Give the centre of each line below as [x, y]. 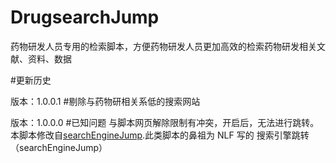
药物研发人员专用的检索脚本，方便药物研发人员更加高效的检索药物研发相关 [163, 46]
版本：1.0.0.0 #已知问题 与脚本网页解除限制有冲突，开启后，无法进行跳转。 [165, 122]
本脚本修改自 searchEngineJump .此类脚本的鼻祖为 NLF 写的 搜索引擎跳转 [160, 135]
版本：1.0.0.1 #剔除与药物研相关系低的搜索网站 [105, 101]
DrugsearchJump [85, 17]
